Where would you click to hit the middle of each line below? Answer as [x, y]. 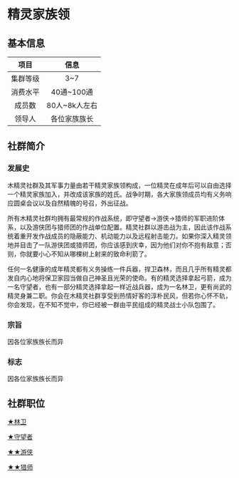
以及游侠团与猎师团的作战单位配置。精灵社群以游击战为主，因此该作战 [122, 227]
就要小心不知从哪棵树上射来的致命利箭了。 [88, 254]
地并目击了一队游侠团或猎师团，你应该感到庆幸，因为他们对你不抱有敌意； [116, 245]
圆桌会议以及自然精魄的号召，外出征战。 [73, 203]
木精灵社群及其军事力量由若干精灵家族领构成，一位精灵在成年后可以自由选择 [119, 185]
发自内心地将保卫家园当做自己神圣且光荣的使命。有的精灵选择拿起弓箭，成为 [119, 278]
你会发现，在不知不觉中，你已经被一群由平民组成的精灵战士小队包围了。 [113, 304]
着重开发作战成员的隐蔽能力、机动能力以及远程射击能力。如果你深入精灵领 [122, 236]
